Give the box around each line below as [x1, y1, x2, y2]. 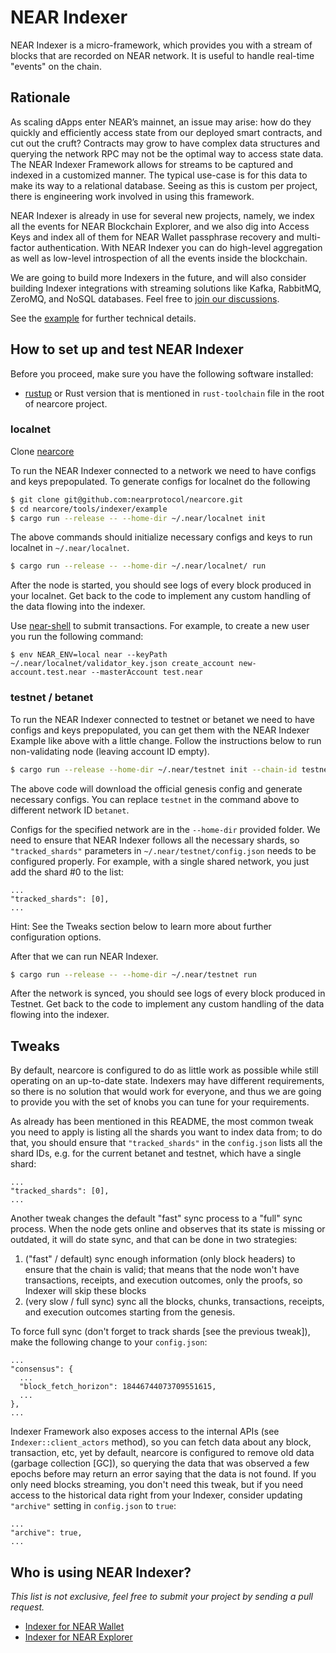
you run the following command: [10, 631, 144, 643]
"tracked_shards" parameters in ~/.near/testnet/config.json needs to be [10, 844, 317, 856]
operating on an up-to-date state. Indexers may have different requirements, [10, 1075, 325, 1087]
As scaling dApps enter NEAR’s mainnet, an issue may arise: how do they [10, 116, 312, 128]
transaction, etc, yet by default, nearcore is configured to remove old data [10, 1447, 315, 1459]
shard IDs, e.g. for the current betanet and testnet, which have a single [10, 1147, 302, 1160]
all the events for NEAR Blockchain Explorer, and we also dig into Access [10, 220, 310, 232]
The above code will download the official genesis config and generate [10, 782, 303, 795]
